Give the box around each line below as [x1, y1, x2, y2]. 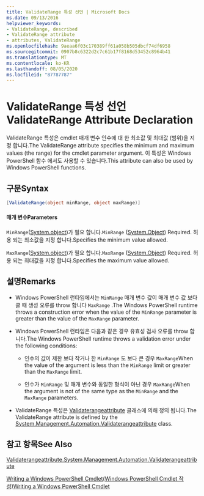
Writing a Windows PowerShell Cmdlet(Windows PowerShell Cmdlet [6, 475, 178, 482]
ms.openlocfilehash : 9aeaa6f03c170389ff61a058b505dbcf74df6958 [6, 43, 171, 50]
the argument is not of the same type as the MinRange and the [24, 387, 178, 394]
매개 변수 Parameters [6, 213, 58, 221]
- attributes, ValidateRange [6, 37, 81, 43]
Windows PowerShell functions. [6, 164, 87, 171]
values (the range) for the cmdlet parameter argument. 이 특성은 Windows [6, 149, 191, 157]
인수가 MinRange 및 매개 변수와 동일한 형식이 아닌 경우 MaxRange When [24, 380, 191, 388]
